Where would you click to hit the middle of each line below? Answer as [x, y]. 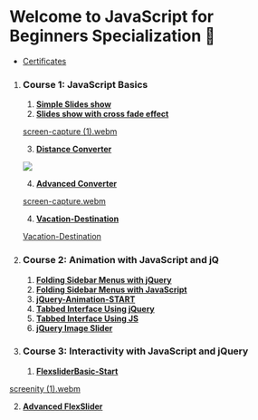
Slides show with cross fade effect [102, 114]
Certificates [44, 61]
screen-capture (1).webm [70, 132]
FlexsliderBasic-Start [77, 371]
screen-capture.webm [64, 201]
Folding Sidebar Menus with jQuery [104, 279]
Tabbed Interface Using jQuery [96, 308]
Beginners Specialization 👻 [112, 36]
